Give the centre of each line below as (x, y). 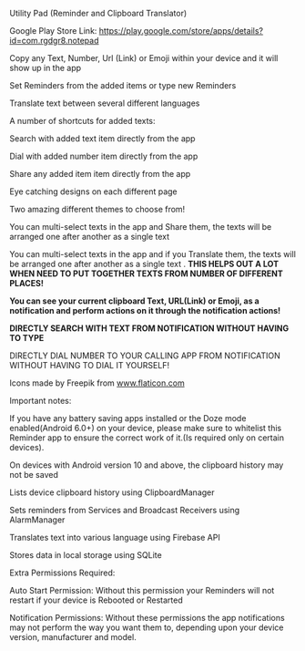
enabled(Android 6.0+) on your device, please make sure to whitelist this (146, 428)
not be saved (34, 475)
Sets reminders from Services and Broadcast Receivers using (125, 510)
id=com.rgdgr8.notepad (54, 41)
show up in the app (46, 68)
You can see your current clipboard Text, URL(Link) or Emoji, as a (134, 301)
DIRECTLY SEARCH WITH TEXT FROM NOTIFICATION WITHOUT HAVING (149, 328)
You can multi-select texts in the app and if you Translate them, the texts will (152, 254)
